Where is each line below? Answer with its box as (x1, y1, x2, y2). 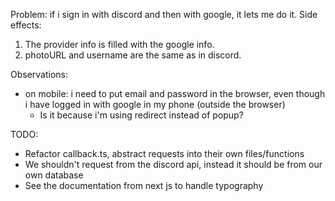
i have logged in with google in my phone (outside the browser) (24, 99, 286, 110)
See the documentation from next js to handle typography (24, 180, 264, 191)
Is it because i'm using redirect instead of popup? (39, 109, 244, 121)
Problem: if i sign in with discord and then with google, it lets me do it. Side (10, 9, 318, 20)
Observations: (10, 69, 69, 80)
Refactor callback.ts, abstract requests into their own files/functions (24, 148, 305, 159)
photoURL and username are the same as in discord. (24, 49, 242, 61)
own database (24, 169, 84, 181)
